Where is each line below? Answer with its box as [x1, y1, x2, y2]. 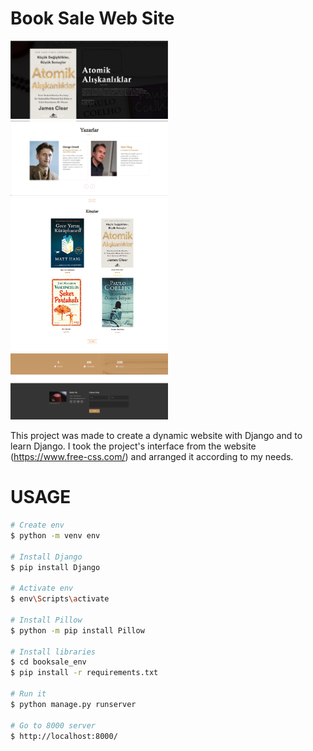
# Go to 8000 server [10, 720, 97, 731]
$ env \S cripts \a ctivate [10, 594, 110, 604]
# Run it [10, 689, 47, 699]
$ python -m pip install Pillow [10, 625, 145, 636]
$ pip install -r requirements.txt [10, 668, 159, 678]
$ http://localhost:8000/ [10, 731, 118, 741]
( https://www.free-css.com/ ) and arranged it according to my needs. [10, 451, 294, 463]
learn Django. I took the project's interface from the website [10, 440, 257, 452]
